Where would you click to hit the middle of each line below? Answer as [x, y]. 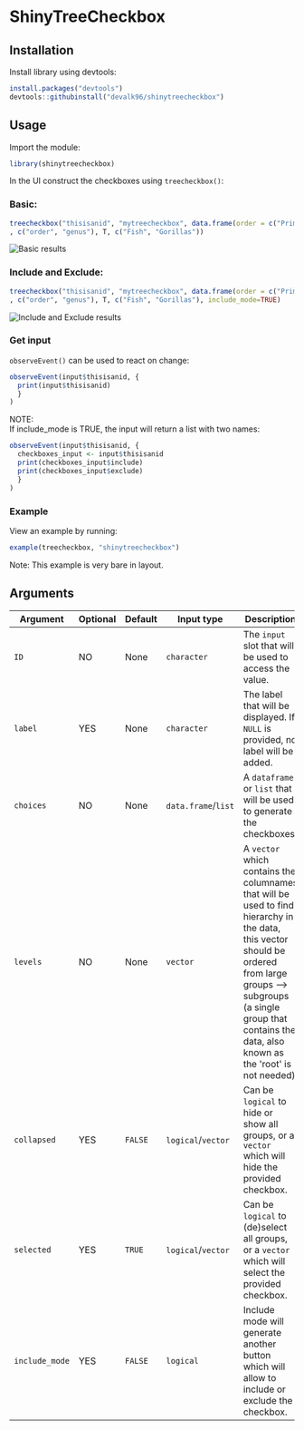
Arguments [42, 593]
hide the [261, 1167]
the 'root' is [267, 1064]
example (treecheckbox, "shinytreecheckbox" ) [95, 547]
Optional [97, 618]
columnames [271, 882]
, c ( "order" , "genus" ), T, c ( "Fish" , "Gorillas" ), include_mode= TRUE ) [145, 300]
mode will [264, 1321]
